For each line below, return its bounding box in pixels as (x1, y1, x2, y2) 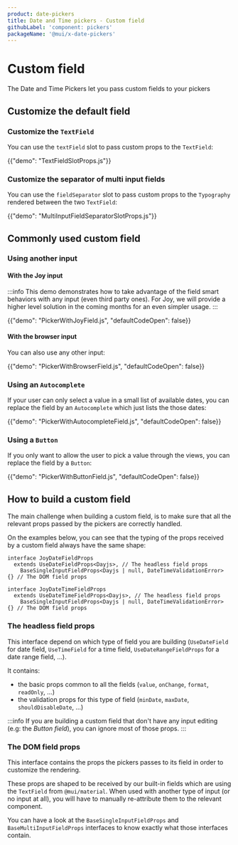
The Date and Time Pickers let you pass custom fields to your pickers (7, 85, 211, 93)
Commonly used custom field (7, 232, 141, 244)
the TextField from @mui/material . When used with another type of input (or (7, 787, 230, 795)
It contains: (7, 666, 40, 675)
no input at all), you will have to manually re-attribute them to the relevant (7, 794, 222, 803)
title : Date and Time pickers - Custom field (7, 17, 144, 24)
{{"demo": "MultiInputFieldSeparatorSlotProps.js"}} (7, 211, 158, 221)
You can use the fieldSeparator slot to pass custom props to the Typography (7, 190, 231, 199)
